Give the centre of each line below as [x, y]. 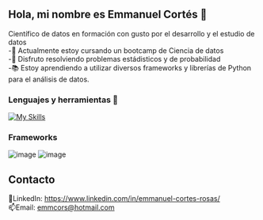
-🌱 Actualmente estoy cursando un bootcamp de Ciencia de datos [116, 50]
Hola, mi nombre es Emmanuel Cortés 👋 [108, 15]
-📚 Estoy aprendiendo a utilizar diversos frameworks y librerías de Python [130, 67]
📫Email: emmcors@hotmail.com [61, 207]
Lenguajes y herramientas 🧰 [63, 100]
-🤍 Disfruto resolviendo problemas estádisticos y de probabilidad [114, 59]
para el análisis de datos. [49, 79]
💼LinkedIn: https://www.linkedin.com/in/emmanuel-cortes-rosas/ [114, 199]
